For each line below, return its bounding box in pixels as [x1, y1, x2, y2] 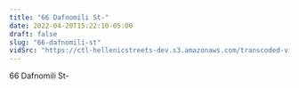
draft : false [9, 29, 58, 38]
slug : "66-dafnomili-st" [9, 37, 101, 47]
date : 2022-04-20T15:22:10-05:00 [9, 21, 133, 30]
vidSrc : [9, 46, 38, 55]
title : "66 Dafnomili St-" [9, 12, 109, 22]
